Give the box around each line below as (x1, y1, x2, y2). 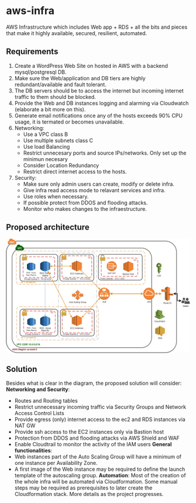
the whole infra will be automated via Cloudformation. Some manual (14, 478, 178, 485)
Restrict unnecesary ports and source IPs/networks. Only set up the (23, 149, 187, 156)
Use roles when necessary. (23, 193, 89, 200)
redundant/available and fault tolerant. (14, 81, 107, 88)
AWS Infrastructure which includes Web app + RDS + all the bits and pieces (6, 23, 188, 30)
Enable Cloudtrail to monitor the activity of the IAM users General (14, 441, 172, 448)
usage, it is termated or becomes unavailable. (14, 118, 124, 125)
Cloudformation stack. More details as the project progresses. (14, 491, 164, 498)
